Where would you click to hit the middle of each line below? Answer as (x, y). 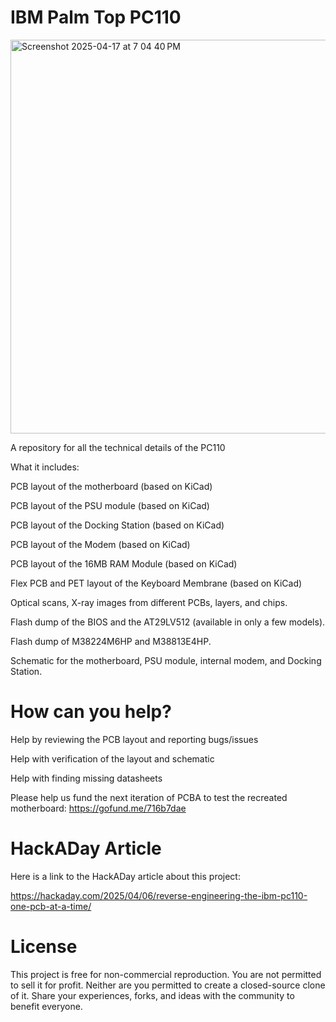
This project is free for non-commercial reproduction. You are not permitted (166, 974)
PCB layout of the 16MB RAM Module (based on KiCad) (124, 563)
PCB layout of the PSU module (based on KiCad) (110, 505)
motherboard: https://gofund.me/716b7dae (98, 808)
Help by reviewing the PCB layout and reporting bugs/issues (134, 739)
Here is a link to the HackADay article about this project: (125, 876)
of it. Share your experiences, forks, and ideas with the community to (152, 995)
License (44, 947)
